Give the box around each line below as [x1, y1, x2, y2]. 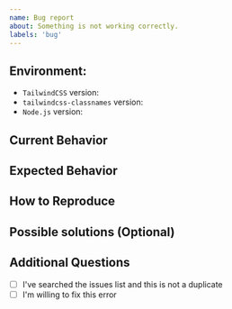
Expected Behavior [9, 163, 119, 178]
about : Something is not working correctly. [9, 22, 179, 31]
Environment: [9, 63, 87, 78]
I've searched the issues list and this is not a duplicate [22, 278, 223, 289]
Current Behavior [9, 132, 108, 148]
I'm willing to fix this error [22, 289, 117, 300]
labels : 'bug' [9, 30, 63, 39]
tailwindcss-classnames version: [22, 96, 144, 108]
